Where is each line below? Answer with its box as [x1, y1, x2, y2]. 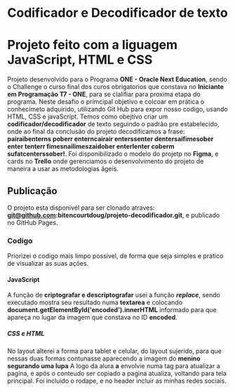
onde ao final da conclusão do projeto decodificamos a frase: [7, 128, 185, 136]
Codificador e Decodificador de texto [7, 5, 228, 21]
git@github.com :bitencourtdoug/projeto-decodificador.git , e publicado [7, 210, 220, 219]
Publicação [7, 184, 58, 197]
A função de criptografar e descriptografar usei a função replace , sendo [7, 291, 221, 299]
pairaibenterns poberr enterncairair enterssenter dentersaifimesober [7, 135, 214, 143]
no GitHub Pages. [7, 218, 58, 227]
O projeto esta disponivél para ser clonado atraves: [7, 203, 155, 212]
